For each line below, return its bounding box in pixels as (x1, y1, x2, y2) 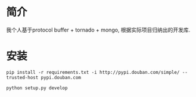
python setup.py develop (6, 85, 68, 91)
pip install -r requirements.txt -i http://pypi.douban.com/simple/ (6, 69, 180, 75)
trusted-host (6, 74, 39, 80)
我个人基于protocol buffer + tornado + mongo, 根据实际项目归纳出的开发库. (6, 26, 191, 33)
